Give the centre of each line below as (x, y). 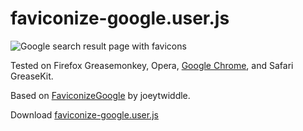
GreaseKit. (32, 76)
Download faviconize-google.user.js (84, 114)
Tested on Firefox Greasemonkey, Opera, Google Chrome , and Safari (152, 65)
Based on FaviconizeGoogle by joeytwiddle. (100, 95)
